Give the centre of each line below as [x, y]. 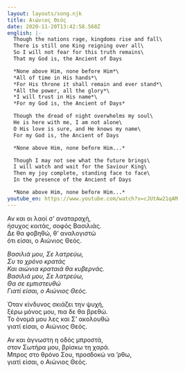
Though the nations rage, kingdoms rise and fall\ [88, 40]
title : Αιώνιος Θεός [37, 20]
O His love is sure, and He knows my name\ [77, 129]
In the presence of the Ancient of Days [72, 180]
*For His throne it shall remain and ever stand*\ [88, 84]
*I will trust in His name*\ [55, 97]
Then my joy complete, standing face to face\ [82, 173]
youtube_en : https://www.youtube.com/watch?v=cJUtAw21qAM [92, 198]
